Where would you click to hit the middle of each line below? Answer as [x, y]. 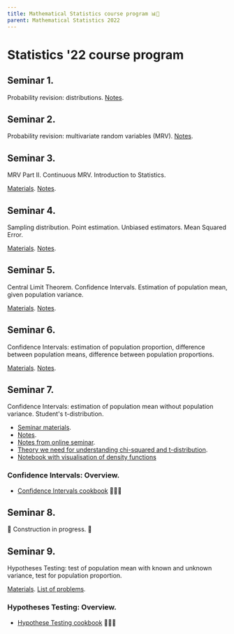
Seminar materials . [44, 428]
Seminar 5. [31, 270]
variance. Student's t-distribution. [56, 414]
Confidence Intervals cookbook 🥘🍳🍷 [70, 491]
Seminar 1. [30, 81]
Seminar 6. [31, 330]
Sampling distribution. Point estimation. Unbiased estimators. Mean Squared [117, 227]
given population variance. [45, 294]
